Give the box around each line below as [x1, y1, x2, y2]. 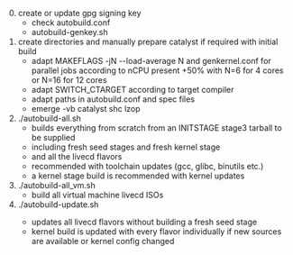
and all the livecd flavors [31, 151, 123, 161]
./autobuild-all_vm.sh [17, 180, 96, 190]
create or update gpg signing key [17, 8, 142, 18]
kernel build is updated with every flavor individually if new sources [31, 226, 282, 237]
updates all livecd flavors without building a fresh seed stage [31, 216, 258, 227]
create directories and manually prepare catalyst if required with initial [17, 36, 279, 47]
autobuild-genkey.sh [31, 27, 108, 37]
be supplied [31, 132, 76, 142]
